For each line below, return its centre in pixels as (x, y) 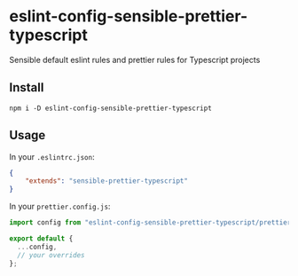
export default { (41, 239)
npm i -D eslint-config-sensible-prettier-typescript (111, 108)
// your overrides (51, 255)
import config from (45, 223)
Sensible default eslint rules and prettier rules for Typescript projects (135, 59)
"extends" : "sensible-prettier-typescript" (107, 181)
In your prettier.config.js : (60, 207)
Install (27, 87)
